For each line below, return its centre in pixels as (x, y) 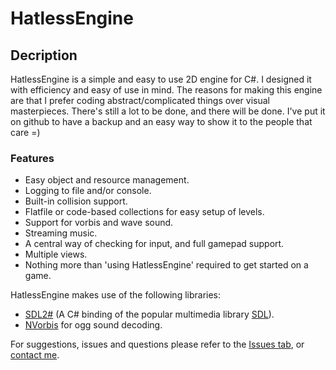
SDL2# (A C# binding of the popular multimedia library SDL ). (149, 314)
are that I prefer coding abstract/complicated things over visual (140, 100)
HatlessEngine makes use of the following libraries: (116, 295)
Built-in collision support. (76, 201)
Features (32, 158)
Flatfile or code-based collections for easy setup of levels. (144, 212)
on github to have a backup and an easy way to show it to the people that (161, 121)
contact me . (35, 355)
